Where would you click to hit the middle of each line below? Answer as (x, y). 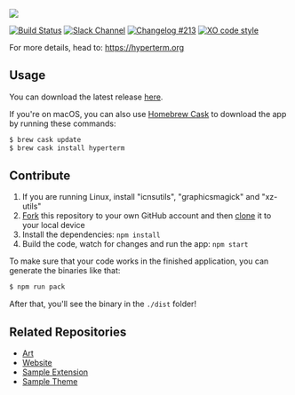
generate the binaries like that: (65, 271)
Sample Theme (50, 382)
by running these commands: (63, 123)
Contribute (40, 175)
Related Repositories (68, 332)
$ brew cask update (45, 139)
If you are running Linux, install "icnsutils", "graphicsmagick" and (141, 197)
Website (37, 363)
